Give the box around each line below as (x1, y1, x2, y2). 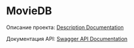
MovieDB (6, 4, 52, 18)
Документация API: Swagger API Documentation (6, 35, 128, 42)
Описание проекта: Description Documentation (6, 24, 124, 31)
